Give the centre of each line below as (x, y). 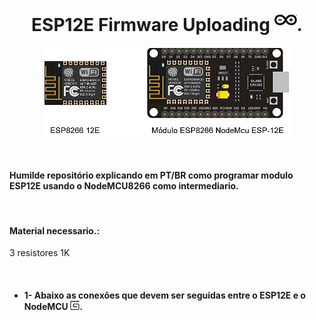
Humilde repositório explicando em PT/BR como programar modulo (151, 175)
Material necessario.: (55, 230)
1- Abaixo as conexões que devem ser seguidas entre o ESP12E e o (164, 295)
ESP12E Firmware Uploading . (167, 25)
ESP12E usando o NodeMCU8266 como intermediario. (124, 185)
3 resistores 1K (40, 253)
